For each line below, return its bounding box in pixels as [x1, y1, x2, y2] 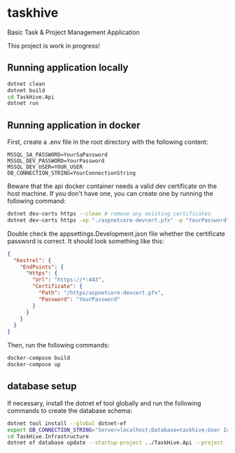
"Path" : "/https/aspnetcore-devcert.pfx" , [38, 289, 164, 296]
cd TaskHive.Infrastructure [7, 433, 90, 440]
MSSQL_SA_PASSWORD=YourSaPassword [7, 152, 108, 159]
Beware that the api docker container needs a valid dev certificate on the [7, 182, 218, 190]
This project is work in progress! [7, 41, 100, 50]
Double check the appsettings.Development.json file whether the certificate [7, 229, 225, 238]
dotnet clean [7, 80, 45, 87]
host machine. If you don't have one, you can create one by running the [7, 189, 213, 198]
